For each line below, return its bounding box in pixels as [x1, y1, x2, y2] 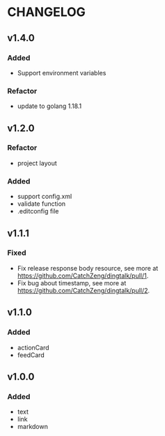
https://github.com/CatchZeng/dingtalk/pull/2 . [17, 286, 150, 294]
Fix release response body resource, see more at [17, 264, 159, 272]
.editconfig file [17, 207, 59, 216]
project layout [17, 158, 57, 167]
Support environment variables [17, 68, 107, 77]
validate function [17, 200, 66, 208]
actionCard [17, 343, 49, 352]
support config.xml [17, 193, 72, 201]
